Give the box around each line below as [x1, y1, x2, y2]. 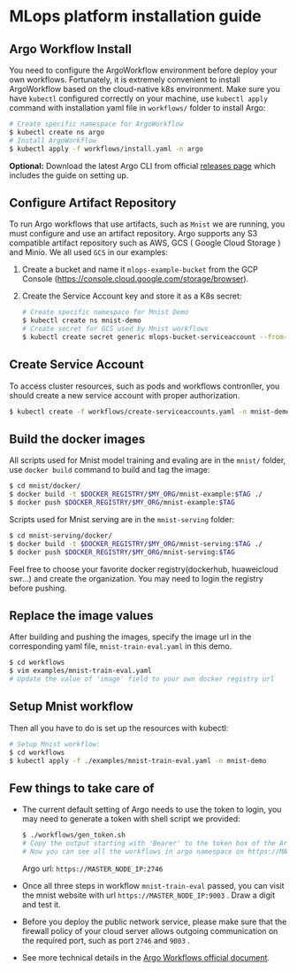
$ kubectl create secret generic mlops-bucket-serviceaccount [21, 332, 256, 342]
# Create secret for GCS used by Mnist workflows [21, 325, 209, 334]
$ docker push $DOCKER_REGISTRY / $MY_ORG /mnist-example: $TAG [9, 498, 236, 507]
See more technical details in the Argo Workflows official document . [21, 952, 270, 962]
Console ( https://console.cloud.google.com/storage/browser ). [21, 274, 249, 284]
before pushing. [9, 582, 67, 593]
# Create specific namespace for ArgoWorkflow [9, 120, 184, 128]
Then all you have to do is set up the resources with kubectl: [9, 722, 229, 733]
